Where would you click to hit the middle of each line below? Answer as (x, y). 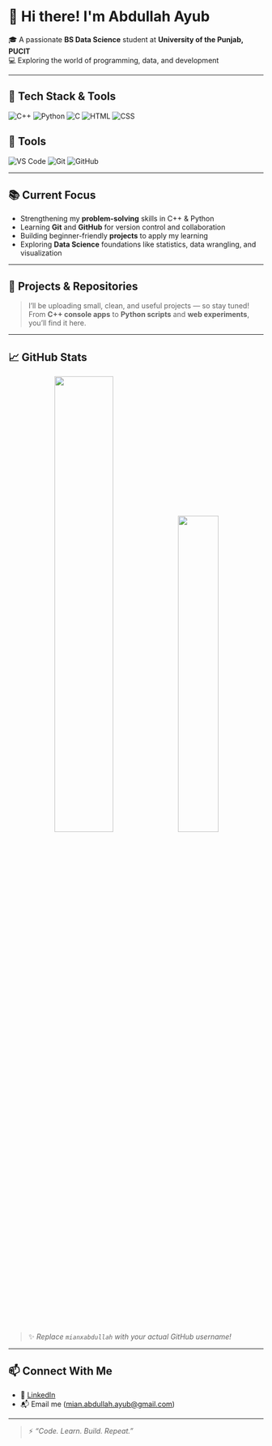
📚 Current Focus (52, 195)
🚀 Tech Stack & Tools (62, 97)
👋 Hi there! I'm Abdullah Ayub (109, 17)
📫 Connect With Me (61, 1371)
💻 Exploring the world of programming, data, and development (114, 60)
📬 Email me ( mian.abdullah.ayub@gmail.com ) (98, 1404)
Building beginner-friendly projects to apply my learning (114, 236)
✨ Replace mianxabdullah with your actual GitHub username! (130, 1337)
